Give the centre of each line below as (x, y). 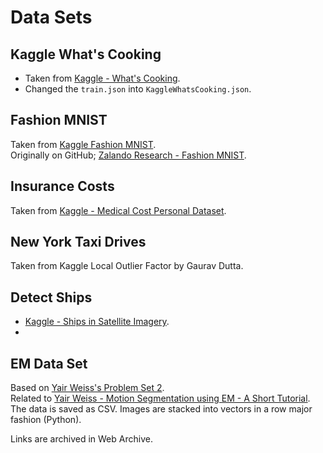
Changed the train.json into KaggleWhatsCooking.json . (138, 89)
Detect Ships (51, 297)
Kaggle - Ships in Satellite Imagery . (97, 322)
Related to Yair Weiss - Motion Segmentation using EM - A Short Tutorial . (160, 398)
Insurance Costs (62, 186)
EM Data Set (49, 363)
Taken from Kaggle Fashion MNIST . (83, 144)
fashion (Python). (46, 420)
